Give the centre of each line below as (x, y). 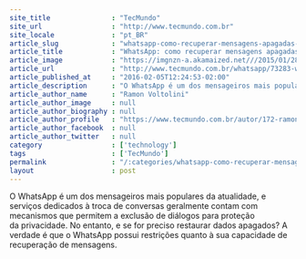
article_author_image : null (73, 103)
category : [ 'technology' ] (93, 145)
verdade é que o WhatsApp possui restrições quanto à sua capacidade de (148, 235)
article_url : (63, 69)
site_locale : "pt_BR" (79, 35)
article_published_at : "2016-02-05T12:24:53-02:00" (120, 78)
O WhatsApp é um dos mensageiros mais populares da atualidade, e (138, 196)
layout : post (73, 171)
